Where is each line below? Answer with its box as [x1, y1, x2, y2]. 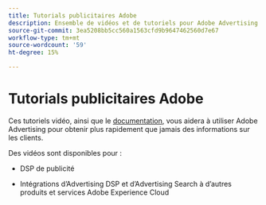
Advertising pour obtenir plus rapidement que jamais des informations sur [8, 124, 251, 133]
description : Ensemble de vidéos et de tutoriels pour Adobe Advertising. [8, 19, 262, 27]
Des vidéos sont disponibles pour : [8, 148, 122, 157]
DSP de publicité [19, 164, 75, 173]
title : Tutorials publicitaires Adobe [8, 11, 137, 20]
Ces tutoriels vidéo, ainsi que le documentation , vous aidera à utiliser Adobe [8, 116, 258, 126]
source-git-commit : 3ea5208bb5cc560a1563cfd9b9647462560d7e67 [8, 26, 219, 34]
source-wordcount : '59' [8, 41, 88, 49]
